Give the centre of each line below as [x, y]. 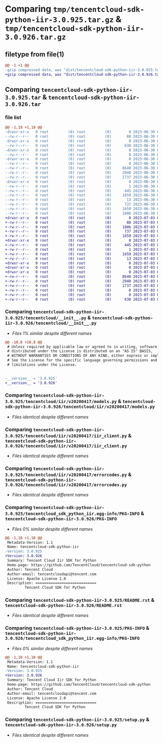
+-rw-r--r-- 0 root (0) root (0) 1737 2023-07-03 [80, 285]
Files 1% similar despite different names [52, 333]
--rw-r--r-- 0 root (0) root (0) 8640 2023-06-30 [80, 168]
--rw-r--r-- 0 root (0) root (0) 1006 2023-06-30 [80, 213]
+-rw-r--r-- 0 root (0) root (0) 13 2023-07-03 [80, 259]
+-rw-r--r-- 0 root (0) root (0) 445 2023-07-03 [80, 245]
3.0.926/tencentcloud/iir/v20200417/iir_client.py [66, 446]
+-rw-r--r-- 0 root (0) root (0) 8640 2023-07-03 [80, 277]
